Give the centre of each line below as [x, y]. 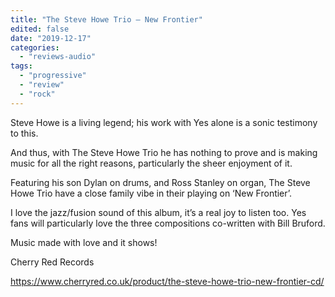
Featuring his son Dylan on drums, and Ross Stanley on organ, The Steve [160, 182]
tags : [21, 66]
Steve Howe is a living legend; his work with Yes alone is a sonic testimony [164, 122]
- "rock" [37, 94]
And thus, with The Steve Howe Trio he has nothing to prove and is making [164, 152]
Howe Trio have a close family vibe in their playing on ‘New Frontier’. [151, 193]
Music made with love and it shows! [84, 242]
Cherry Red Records [52, 262]
